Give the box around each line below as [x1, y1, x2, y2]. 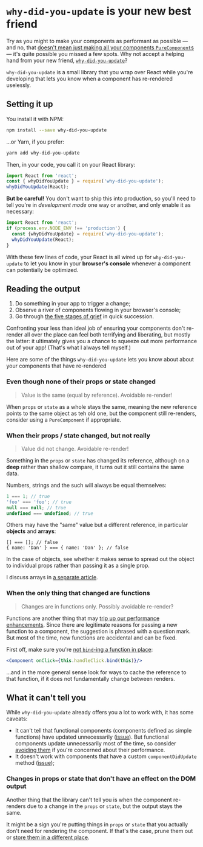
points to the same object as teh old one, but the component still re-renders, [6, 410, 197, 417]
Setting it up [6, 99, 53, 110]
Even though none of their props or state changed [6, 377, 156, 386]
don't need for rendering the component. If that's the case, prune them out [6, 827, 193, 834]
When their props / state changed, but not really [6, 431, 150, 439]
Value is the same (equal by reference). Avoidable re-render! [21, 391, 173, 399]
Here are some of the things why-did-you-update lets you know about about [6, 356, 194, 363]
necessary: [6, 208, 35, 215]
